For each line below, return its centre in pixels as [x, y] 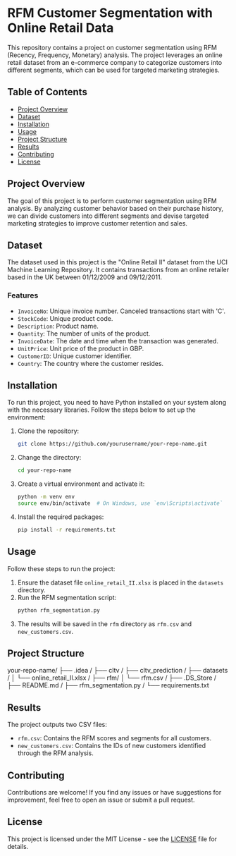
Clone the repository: [48, 431]
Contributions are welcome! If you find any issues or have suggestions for [114, 792]
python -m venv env [46, 497]
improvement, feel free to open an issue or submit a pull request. [101, 800]
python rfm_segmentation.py [58, 610]
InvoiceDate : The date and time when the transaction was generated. [118, 341]
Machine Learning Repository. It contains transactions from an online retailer [118, 270]
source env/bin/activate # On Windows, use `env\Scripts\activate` [120, 503]
